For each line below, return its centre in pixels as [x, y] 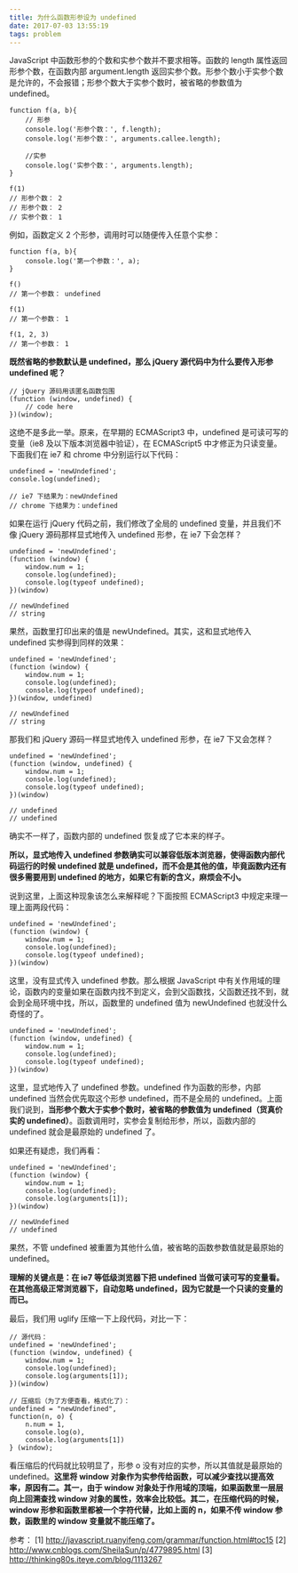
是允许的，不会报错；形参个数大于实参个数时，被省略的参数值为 [125, 83]
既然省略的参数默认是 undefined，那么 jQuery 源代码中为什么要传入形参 [141, 362]
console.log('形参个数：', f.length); [94, 130]
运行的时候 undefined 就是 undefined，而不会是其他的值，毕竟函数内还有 [151, 866]
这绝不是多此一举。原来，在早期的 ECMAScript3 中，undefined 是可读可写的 [149, 432]
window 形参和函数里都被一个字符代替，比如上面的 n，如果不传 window [141, 1510]
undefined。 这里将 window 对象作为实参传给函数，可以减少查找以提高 [138, 1477]
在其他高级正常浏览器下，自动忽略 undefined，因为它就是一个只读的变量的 [146, 1289]
